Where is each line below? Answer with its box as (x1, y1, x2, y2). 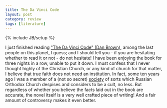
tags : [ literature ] (5, 21, 46, 26)
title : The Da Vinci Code (5, 7, 59, 12)
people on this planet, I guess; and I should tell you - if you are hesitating (5, 50, 155, 56)
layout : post (5, 12, 32, 17)
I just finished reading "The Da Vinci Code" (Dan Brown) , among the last (5, 44, 153, 50)
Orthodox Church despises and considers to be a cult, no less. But (5, 82, 142, 88)
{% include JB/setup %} (5, 35, 55, 41)
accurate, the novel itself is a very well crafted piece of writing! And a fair (5, 92, 156, 98)
